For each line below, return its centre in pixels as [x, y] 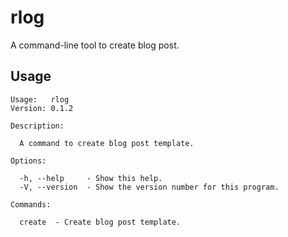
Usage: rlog [40, 99]
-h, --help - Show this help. [91, 178]
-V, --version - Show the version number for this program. [149, 187]
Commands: [31, 204]
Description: [37, 126]
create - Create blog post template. [100, 222]
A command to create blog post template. [107, 143]
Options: [28, 161]
